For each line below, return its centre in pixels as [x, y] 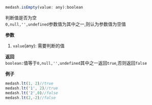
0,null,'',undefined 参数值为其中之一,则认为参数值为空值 [66, 24]
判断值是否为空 [21, 17]
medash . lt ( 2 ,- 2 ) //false [31, 98]
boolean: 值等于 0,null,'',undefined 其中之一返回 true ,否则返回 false [76, 63]
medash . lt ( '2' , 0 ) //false [32, 93]
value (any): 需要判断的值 [39, 45]
